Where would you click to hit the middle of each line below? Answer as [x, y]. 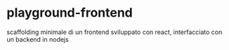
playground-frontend [70, 13]
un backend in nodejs [38, 39]
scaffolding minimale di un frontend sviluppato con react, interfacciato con [115, 32]
